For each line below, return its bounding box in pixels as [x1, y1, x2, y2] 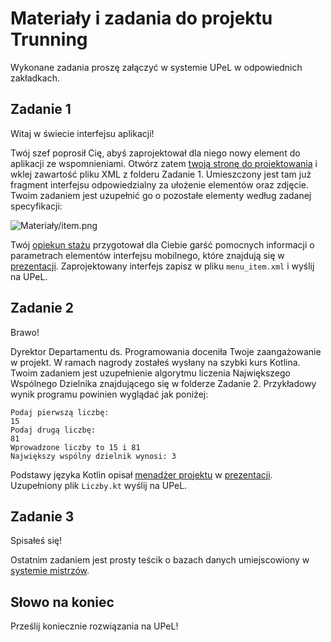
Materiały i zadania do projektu [10, 7, 273, 30]
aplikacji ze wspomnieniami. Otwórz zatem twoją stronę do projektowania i [10, 157, 318, 169]
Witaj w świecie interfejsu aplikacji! [10, 127, 155, 139]
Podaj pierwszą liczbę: [10, 407, 110, 417]
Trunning [10, 28, 88, 51]
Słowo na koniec [10, 593, 115, 611]
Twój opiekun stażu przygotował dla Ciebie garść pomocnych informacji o [10, 238, 315, 251]
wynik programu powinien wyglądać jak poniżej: [10, 388, 209, 400]
